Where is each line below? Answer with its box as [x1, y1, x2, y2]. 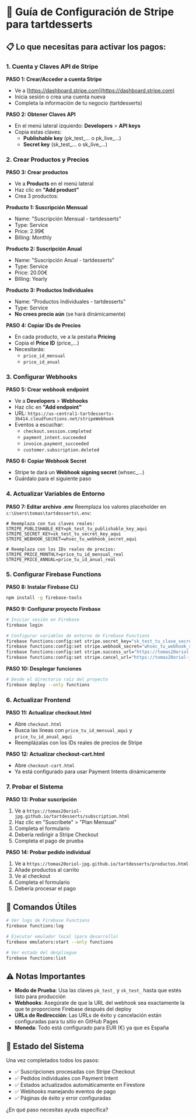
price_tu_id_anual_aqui [14, 734, 73, 740]
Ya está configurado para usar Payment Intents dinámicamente [14, 768, 166, 776]
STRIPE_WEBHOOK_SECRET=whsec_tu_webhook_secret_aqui [6, 536, 137, 542]
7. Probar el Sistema [6, 783, 64, 791]
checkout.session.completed [23, 428, 92, 434]
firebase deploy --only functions [6, 682, 90, 688]
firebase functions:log [6, 923, 64, 929]
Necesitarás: [14, 346, 45, 353]
